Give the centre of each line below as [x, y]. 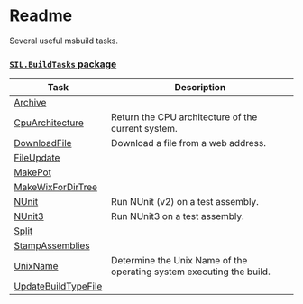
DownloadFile [43, 143]
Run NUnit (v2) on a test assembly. [185, 202]
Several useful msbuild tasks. [64, 41]
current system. [144, 129]
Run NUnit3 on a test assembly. [178, 216]
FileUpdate [37, 158]
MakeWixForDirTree [55, 188]
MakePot [33, 172]
